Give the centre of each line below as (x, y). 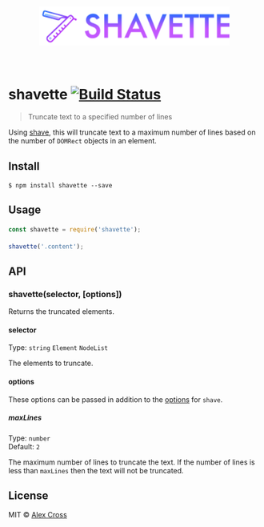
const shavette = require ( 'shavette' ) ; (75, 229)
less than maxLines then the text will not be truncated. (96, 470)
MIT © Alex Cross (38, 515)
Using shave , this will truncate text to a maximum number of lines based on (132, 132)
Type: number (29, 438)
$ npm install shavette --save (60, 186)
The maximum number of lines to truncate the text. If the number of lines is (132, 462)
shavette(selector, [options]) (65, 294)
